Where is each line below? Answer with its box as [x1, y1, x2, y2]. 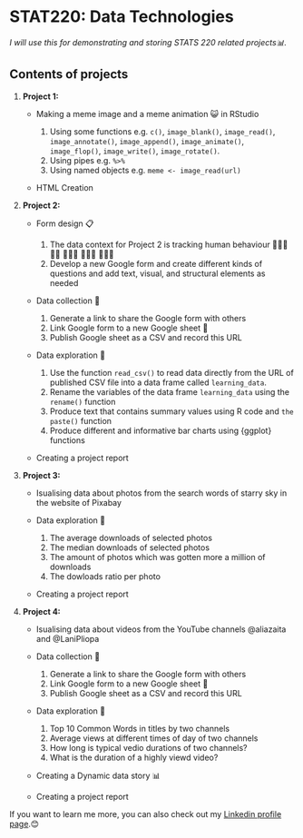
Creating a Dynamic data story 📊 [35, 770, 161, 781]
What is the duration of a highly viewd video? [49, 752, 219, 763]
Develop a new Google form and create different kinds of [49, 258, 263, 269]
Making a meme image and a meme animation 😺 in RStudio [35, 108, 259, 119]
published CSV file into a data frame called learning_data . [49, 377, 268, 388]
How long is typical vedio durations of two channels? [49, 742, 248, 753]
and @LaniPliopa [35, 633, 100, 644]
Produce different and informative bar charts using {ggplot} [49, 425, 272, 436]
